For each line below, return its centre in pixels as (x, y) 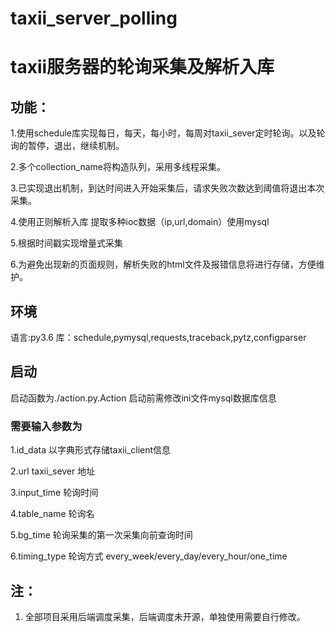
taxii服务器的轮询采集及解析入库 (142, 67)
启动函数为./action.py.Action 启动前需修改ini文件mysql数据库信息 (143, 398)
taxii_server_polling (94, 18)
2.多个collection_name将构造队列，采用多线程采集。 (118, 167)
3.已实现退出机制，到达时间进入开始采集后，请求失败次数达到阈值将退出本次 (167, 188)
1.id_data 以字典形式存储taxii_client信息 (91, 450)
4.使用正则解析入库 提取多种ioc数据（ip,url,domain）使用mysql (140, 222)
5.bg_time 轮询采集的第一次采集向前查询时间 (101, 535)
